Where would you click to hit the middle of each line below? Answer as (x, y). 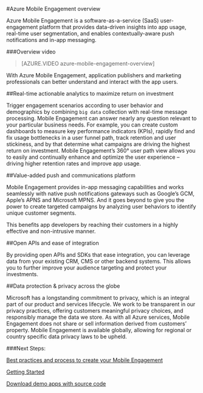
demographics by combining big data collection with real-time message (97, 112)
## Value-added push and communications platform (71, 175)
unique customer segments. (41, 213)
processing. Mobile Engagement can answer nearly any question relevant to (101, 118)
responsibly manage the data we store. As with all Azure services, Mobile (98, 317)
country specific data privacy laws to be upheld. (67, 336)
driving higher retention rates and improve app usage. (74, 163)
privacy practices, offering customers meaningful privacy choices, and (95, 311)
